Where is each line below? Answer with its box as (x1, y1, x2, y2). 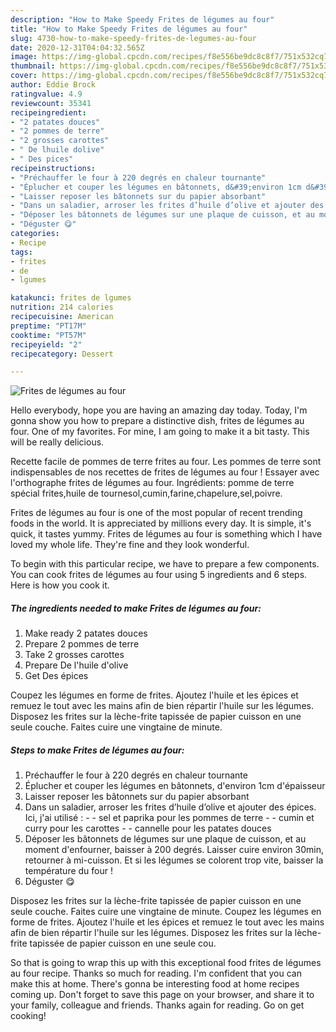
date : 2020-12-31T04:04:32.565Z (10, 42, 145, 53)
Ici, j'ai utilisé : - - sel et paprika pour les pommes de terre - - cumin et (24, 812, 315, 824)
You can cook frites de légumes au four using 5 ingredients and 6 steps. (10, 569, 308, 581)
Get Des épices (24, 670, 89, 682)
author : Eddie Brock (10, 80, 97, 90)
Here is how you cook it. (10, 579, 110, 591)
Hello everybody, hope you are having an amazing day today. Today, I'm (10, 404, 308, 416)
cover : (10, 71, 38, 81)
